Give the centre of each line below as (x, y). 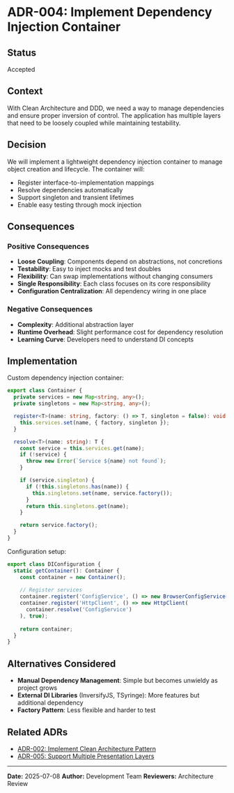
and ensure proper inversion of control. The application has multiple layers (114, 115)
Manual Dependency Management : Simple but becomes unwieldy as (117, 681)
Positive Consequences (48, 246)
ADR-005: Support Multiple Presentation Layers (86, 756)
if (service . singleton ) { (57, 480)
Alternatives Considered (62, 664)
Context (25, 91)
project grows (37, 688)
